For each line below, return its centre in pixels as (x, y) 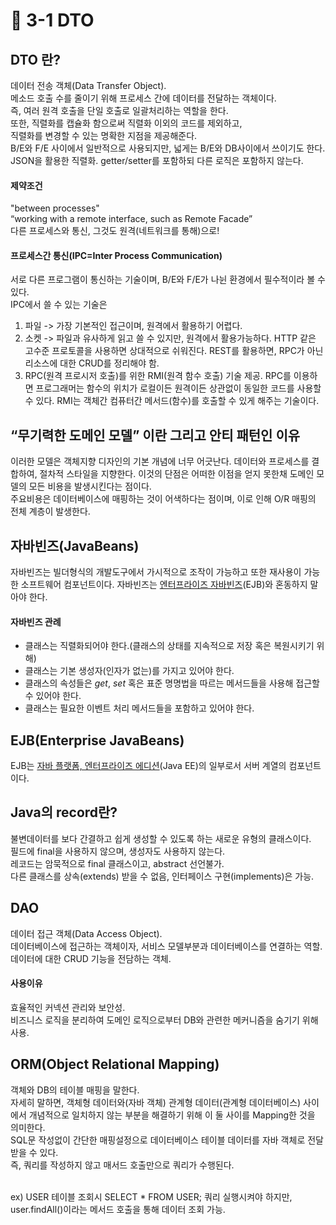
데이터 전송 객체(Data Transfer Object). (88, 85)
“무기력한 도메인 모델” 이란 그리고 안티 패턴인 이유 (155, 435)
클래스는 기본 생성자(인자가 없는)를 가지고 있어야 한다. (129, 671)
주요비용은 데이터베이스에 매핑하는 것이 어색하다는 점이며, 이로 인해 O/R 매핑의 (163, 499)
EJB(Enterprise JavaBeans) (97, 740)
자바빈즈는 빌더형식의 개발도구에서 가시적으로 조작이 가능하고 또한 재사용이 (156, 572)
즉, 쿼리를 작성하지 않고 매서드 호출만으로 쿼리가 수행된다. (122, 1165)
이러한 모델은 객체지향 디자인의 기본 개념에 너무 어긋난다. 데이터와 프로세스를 (160, 461)
